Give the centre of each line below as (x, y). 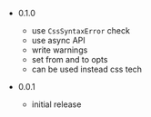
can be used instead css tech (87, 69)
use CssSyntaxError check (81, 30)
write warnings (60, 50)
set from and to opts (70, 59)
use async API (59, 40)
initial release (56, 104)
